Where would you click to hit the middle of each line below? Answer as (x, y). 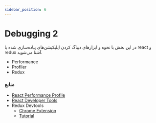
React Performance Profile (38, 95)
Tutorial (27, 116)
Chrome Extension (38, 110)
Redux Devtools (28, 105)
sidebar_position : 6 (26, 9)
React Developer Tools (34, 100)
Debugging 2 (31, 33)
